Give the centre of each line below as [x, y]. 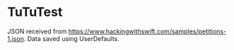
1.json [16, 38]
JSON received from [37, 31]
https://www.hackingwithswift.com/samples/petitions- [147, 31]
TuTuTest [35, 12]
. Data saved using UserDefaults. [72, 38]
